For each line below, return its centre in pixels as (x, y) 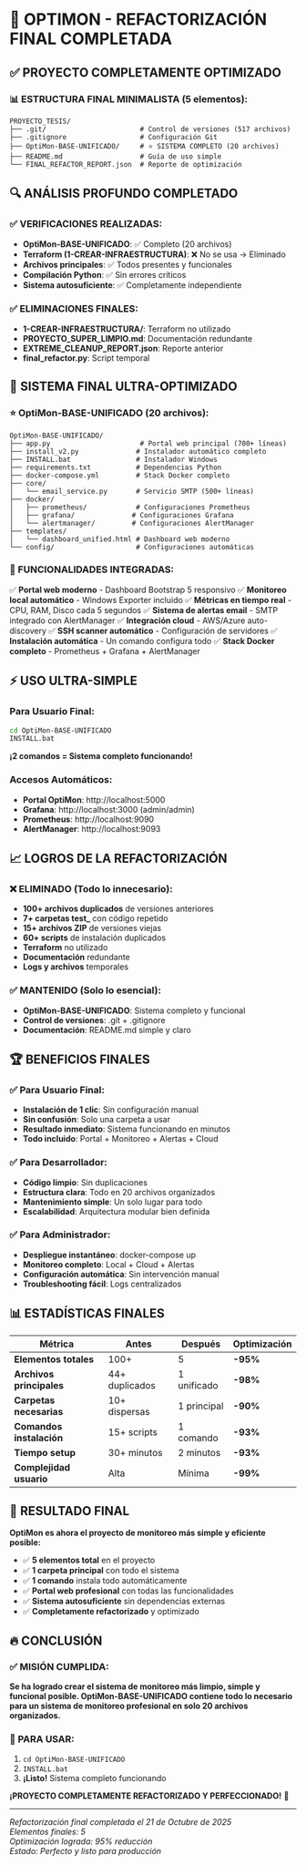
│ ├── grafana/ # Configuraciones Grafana (122, 515)
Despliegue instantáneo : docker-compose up (109, 1255)
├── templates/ (38, 531)
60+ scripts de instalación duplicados (94, 938)
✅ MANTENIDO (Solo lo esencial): (86, 990)
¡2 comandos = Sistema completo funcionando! (101, 756)
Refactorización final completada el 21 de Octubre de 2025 (121, 1822)
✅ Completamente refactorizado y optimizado (111, 1612)
